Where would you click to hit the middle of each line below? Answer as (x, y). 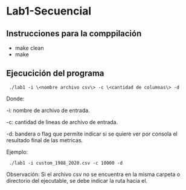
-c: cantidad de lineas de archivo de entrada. (62, 122)
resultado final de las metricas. (45, 140)
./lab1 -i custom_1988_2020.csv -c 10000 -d (66, 163)
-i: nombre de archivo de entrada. (48, 110)
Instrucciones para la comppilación (74, 34)
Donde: (15, 99)
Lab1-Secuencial (49, 11)
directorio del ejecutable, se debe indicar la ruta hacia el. (77, 180)
